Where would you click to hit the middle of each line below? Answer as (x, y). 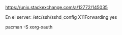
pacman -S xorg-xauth (29, 27)
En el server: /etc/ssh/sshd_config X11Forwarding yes (61, 17)
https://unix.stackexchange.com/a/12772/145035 (57, 7)
